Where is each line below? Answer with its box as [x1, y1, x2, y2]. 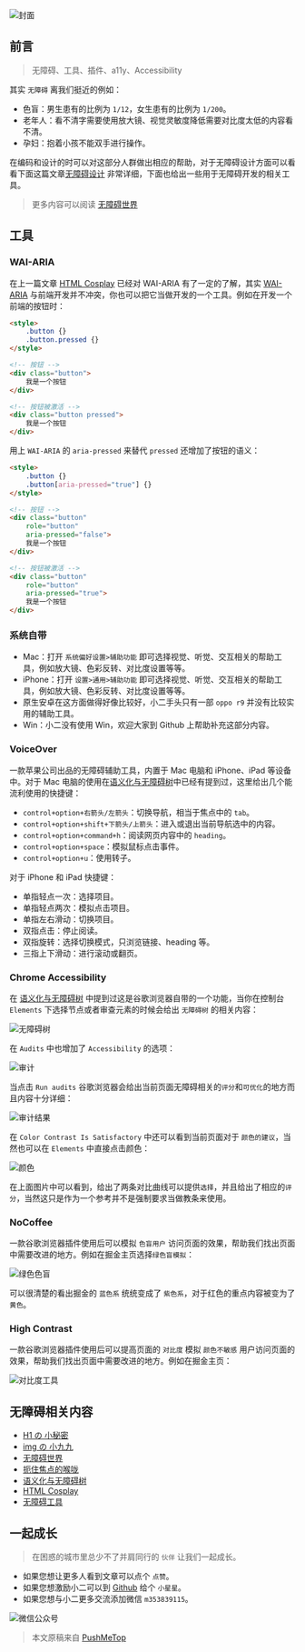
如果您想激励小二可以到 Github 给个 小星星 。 [22, 1582, 186, 1593]
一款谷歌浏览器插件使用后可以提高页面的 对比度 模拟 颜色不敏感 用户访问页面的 [9, 1344, 295, 1355]
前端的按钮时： [9, 300, 65, 311]
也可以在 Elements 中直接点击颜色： [16, 1142, 151, 1154]
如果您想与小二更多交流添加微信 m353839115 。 [22, 1594, 193, 1605]
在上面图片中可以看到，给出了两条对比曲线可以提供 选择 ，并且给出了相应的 [9, 1181, 286, 1192]
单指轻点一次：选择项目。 [22, 891, 119, 902]
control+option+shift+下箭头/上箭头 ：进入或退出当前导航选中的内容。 [22, 818, 280, 829]
